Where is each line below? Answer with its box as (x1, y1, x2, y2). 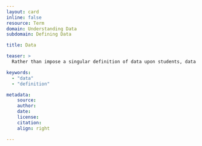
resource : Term (6, 20, 45, 26)
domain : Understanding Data (6, 25, 77, 32)
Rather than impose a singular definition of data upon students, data (11, 59, 197, 65)
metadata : (6, 92, 31, 98)
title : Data (6, 42, 36, 48)
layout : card (6, 8, 39, 15)
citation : (17, 119, 42, 125)
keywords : (6, 69, 31, 75)
